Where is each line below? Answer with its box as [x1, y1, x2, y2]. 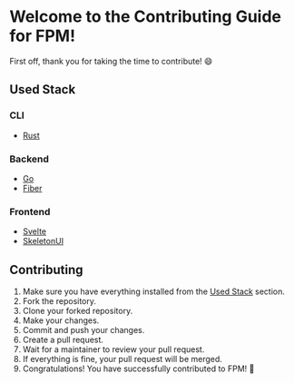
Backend [9, 152, 50, 165]
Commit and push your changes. [22, 325, 145, 336]
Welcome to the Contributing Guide [9, 6, 282, 27]
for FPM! [9, 25, 75, 46]
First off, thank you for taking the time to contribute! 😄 [9, 55, 213, 66]
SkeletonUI [22, 236, 64, 247]
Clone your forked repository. [22, 306, 133, 317]
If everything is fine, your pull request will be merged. [22, 354, 222, 365]
